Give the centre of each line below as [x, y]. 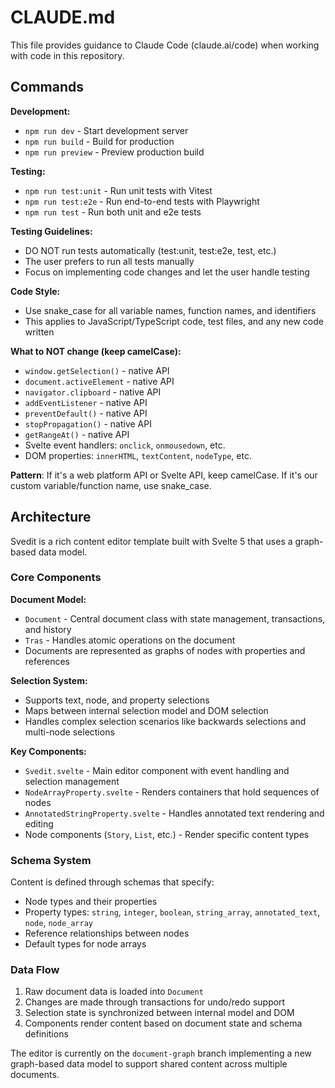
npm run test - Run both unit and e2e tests [113, 212]
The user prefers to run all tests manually [109, 261]
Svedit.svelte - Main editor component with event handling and [157, 770]
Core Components [56, 578]
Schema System [51, 860]
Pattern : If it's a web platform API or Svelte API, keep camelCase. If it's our [164, 475]
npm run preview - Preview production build [114, 152]
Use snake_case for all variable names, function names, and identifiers [170, 310]
